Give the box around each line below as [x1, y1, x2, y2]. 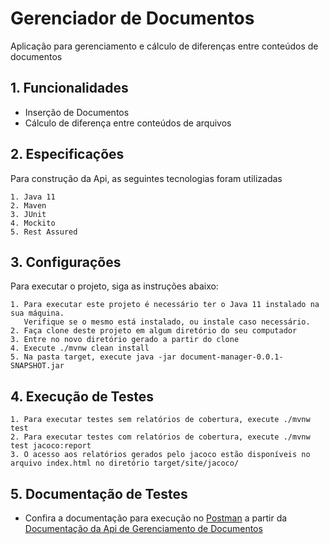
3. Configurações [10, 253, 122, 271]
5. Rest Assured [10, 227, 78, 237]
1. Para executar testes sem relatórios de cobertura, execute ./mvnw [10, 415, 311, 425]
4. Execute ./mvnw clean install [10, 343, 150, 354]
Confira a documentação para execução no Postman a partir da [24, 512, 288, 524]
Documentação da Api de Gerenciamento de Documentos [24, 523, 263, 534]
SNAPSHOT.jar [10, 361, 65, 371]
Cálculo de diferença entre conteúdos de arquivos [24, 117, 232, 129]
